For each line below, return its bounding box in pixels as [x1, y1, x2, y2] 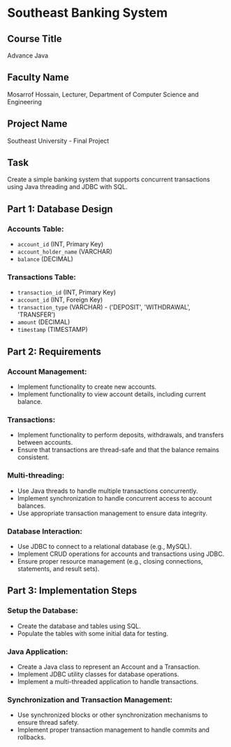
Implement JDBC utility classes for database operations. [17, 670, 179, 678]
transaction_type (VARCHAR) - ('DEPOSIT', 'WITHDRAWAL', [17, 303, 191, 312]
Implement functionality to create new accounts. [17, 383, 157, 391]
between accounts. [17, 438, 73, 447]
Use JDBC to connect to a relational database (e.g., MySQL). [17, 543, 192, 550]
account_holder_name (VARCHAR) [17, 247, 113, 256]
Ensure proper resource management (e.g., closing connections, [17, 557, 204, 565]
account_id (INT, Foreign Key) [17, 295, 103, 304]
